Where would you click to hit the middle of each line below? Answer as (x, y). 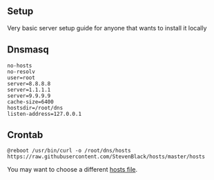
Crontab (25, 135)
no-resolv (21, 72)
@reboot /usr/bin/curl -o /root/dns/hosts (69, 151)
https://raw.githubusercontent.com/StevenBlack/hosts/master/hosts (106, 157)
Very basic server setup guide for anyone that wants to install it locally (107, 28)
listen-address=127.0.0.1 (44, 114)
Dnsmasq (28, 50)
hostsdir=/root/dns (35, 108)
